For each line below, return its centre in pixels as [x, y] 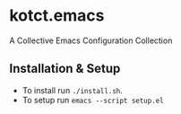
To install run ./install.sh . [73, 90]
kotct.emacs [57, 16]
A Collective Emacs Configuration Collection [91, 40]
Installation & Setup [65, 69]
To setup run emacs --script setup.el [93, 100]
